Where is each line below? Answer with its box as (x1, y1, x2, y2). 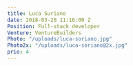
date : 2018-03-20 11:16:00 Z (7, 16, 91, 23)
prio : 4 (7, 49, 30, 56)
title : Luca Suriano (7, 10, 67, 17)
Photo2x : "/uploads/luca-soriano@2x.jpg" (7, 42, 128, 49)
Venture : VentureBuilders (7, 29, 81, 36)
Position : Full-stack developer (7, 23, 100, 30)
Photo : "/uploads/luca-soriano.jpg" (7, 36, 112, 43)
